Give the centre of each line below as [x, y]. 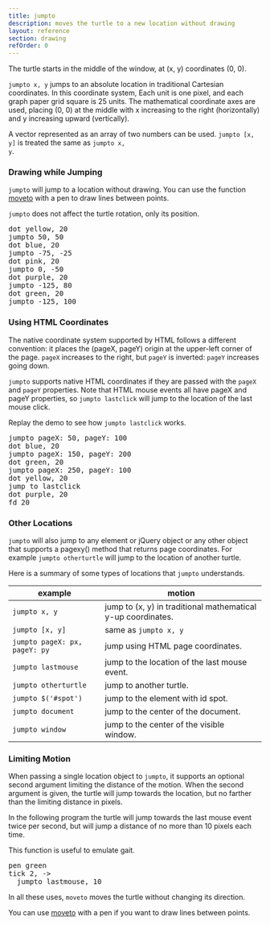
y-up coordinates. [139, 617]
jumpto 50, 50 [36, 237]
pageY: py [31, 650]
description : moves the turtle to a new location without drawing [122, 23]
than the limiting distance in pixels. [65, 802]
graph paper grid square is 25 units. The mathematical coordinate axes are [132, 102]
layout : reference [39, 31]
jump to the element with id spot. [166, 699]
